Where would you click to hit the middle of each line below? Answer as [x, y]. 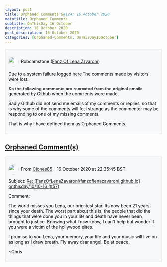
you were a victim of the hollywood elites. [51, 227]
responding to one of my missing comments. [54, 114]
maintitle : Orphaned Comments [37, 19]
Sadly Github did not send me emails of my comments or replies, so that [83, 103]
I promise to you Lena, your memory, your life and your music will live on [83, 236]
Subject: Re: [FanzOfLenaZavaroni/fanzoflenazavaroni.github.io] [74, 181]
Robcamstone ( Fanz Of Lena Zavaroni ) [61, 61]
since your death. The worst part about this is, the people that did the [80, 211]
